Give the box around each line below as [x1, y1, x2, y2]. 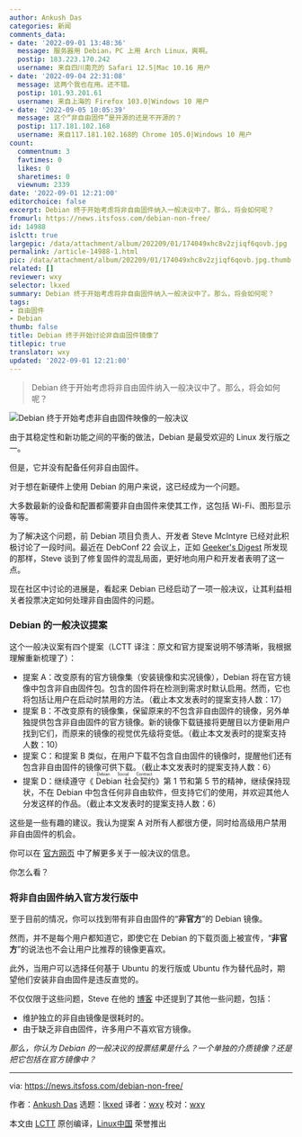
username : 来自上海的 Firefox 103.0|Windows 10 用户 [17, 96, 209, 106]
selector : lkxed [9, 281, 70, 290]
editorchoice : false [9, 197, 87, 207]
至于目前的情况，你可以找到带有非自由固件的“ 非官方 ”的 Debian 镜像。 [9, 914, 268, 925]
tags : [9, 298, 30, 307]
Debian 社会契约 [95, 775, 156, 786]
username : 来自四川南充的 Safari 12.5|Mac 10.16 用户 [17, 64, 211, 73]
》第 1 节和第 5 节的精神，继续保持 [155, 775, 283, 786]
